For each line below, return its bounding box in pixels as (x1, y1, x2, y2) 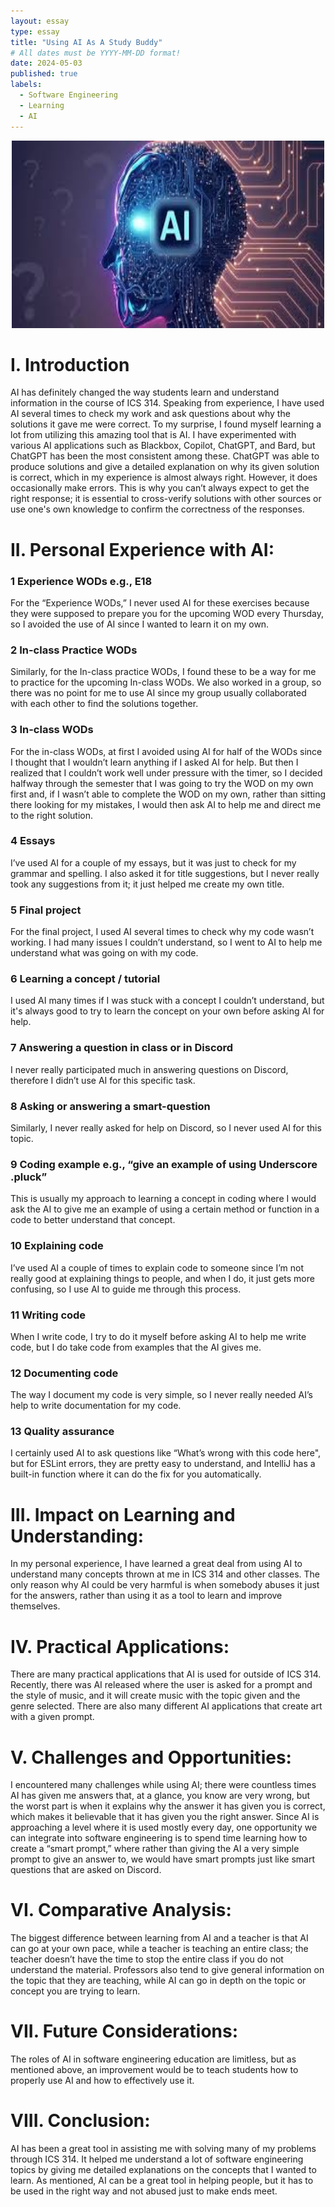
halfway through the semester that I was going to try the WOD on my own (10, 777, 314, 789)
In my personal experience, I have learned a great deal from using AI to (10, 1558, 303, 1570)
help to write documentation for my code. (10, 1400, 182, 1412)
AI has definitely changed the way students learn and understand (10, 386, 280, 399)
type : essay (10, 26, 60, 37)
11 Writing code (10, 1308, 87, 1322)
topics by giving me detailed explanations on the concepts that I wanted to (10, 2164, 317, 2176)
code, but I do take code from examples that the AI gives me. (10, 1341, 262, 1353)
